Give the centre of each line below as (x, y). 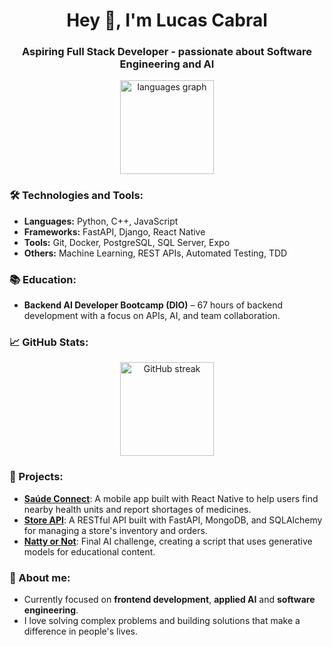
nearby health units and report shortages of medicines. (137, 509)
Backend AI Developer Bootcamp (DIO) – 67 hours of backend (153, 305)
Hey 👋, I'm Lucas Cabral (167, 20)
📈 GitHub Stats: (49, 342)
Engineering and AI (167, 64)
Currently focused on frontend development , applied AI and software (169, 599)
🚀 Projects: (36, 477)
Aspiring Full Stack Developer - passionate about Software (167, 52)
